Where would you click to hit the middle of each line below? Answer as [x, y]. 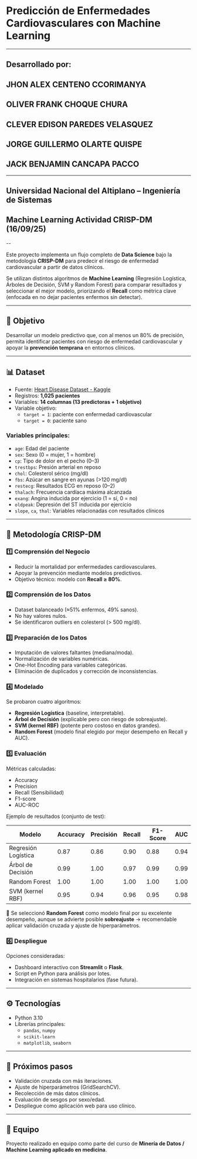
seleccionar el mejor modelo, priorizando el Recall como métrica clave [91, 291]
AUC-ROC [27, 805]
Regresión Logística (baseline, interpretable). [69, 713]
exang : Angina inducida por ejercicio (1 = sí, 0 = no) [76, 498]
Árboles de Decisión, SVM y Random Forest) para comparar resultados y [94, 284]
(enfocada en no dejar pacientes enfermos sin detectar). [74, 297]
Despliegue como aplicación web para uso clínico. [75, 1106]
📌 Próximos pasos [40, 1067]
